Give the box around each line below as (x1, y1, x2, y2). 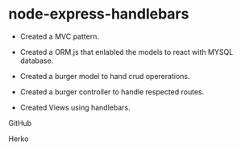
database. (19, 56, 54, 65)
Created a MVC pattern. (19, 31, 99, 41)
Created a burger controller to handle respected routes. (19, 86, 205, 97)
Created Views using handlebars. (19, 102, 131, 112)
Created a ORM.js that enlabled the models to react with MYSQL (19, 47, 234, 56)
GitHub (8, 118, 32, 127)
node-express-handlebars (8, 5, 189, 23)
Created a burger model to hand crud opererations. (19, 71, 190, 81)
